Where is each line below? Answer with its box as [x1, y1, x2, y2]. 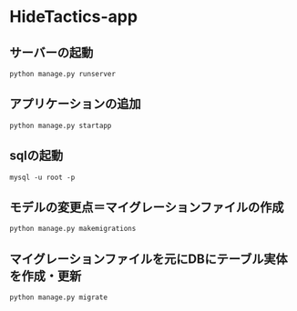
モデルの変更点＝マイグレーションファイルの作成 [9, 200, 284, 216]
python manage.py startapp [9, 121, 112, 130]
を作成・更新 [9, 268, 82, 284]
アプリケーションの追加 [9, 96, 141, 112]
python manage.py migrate [9, 293, 108, 302]
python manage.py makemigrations [9, 225, 137, 234]
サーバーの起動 [9, 45, 94, 60]
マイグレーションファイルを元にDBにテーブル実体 [9, 251, 289, 266]
